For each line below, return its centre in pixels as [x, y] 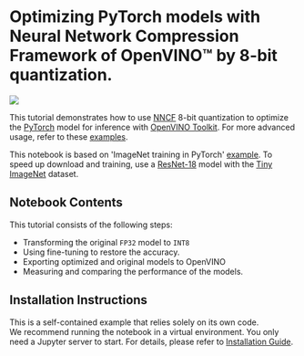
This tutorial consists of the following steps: [91, 225]
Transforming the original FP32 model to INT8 [106, 242]
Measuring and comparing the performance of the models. [133, 271]
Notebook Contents [66, 203]
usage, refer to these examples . [69, 136]
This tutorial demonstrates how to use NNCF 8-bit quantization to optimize [149, 117]
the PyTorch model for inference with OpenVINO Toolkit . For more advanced [152, 127]
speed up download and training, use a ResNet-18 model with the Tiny [141, 164]
